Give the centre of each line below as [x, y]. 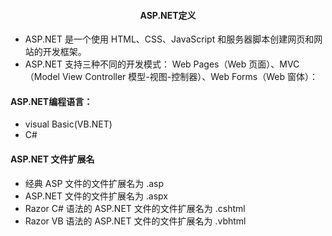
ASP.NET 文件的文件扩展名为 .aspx [96, 196]
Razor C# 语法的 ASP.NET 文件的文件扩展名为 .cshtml [135, 208]
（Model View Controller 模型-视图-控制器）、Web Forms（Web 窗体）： [171, 77]
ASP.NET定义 [168, 15]
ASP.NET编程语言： [51, 101]
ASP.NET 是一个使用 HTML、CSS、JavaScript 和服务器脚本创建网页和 [169, 39]
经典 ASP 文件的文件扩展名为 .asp [94, 183]
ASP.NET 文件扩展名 [52, 159]
